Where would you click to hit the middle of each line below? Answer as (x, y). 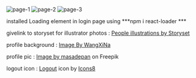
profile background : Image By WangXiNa (58, 45)
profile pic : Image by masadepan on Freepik (62, 57)
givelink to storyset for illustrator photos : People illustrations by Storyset (98, 33)
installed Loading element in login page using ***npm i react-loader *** (96, 21)
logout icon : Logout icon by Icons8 (51, 68)
